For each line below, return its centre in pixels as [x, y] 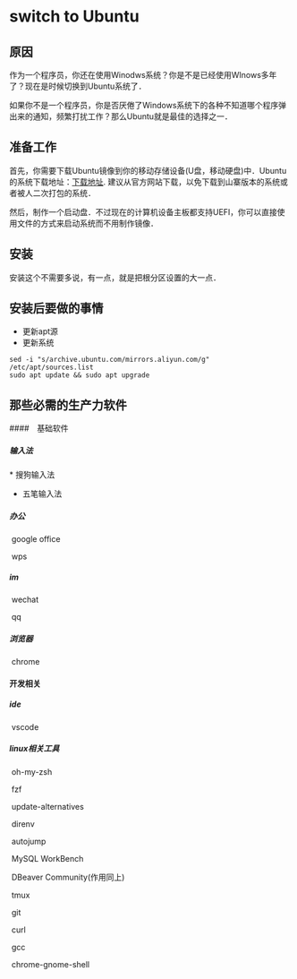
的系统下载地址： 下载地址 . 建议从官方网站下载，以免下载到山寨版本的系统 [144, 182]
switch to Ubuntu [75, 17]
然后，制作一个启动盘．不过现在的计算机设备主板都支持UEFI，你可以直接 [143, 211]
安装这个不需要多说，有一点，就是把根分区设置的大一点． [115, 277]
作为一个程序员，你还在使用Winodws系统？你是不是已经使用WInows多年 [143, 75]
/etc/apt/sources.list [51, 368]
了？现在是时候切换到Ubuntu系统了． [78, 86]
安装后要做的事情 [56, 309]
